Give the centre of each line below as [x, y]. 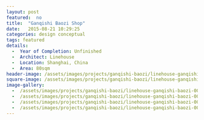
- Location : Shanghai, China [50, 62]
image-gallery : [25, 85]
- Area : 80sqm [31, 68]
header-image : [24, 74]
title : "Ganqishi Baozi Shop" [46, 23]
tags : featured [25, 40]
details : [17, 46]
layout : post [23, 12]
